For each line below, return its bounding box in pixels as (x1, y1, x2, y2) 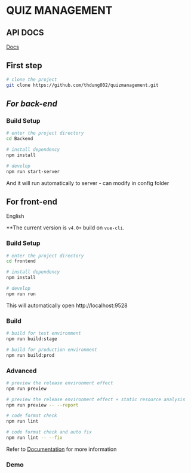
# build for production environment (6, 347, 97, 353)
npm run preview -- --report (6, 402, 79, 408)
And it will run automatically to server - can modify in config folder (6, 179, 170, 186)
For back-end (6, 98, 58, 108)
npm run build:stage (6, 336, 58, 342)
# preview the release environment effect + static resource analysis (6, 396, 186, 402)
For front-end (6, 196, 58, 207)
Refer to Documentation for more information (6, 445, 117, 453)
